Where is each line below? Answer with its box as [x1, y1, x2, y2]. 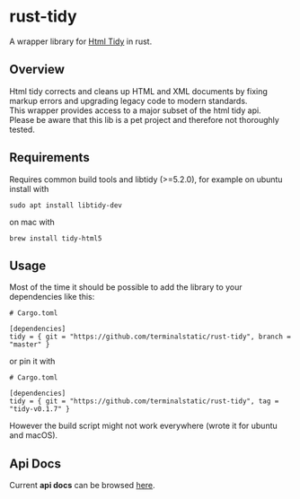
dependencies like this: [9, 292, 95, 302]
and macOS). [9, 430, 58, 441]
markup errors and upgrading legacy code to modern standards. [9, 95, 248, 106]
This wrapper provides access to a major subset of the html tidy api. [9, 105, 262, 116]
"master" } [9, 340, 50, 349]
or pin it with [9, 356, 56, 367]
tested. [9, 124, 36, 135]
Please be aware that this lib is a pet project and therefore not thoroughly [9, 114, 280, 125]
